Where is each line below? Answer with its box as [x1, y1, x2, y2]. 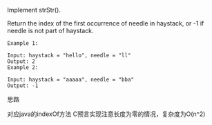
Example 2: [7, 64, 39, 71]
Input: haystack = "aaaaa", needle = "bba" [7, 76, 135, 83]
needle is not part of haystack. [7, 27, 95, 35]
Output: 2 [7, 58, 36, 65]
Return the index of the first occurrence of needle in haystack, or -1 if [7, 19, 204, 27]
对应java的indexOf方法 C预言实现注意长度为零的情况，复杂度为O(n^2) [7, 110, 206, 118]
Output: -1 [7, 82, 39, 89]
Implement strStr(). [7, 6, 61, 14]
